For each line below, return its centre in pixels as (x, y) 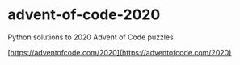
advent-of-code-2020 (84, 15)
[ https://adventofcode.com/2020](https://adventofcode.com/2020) (120, 52)
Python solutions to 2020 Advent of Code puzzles (91, 37)
